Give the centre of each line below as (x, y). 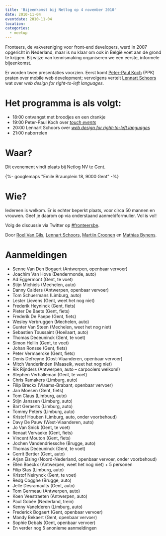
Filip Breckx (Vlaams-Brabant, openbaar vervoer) (63, 385)
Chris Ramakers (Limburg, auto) (45, 380)
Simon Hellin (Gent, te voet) (41, 343)
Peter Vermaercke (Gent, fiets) (44, 353)
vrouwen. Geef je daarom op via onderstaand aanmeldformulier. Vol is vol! (81, 215)
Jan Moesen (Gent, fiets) (38, 390)
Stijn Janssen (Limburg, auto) (42, 401)
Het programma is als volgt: (63, 103)
